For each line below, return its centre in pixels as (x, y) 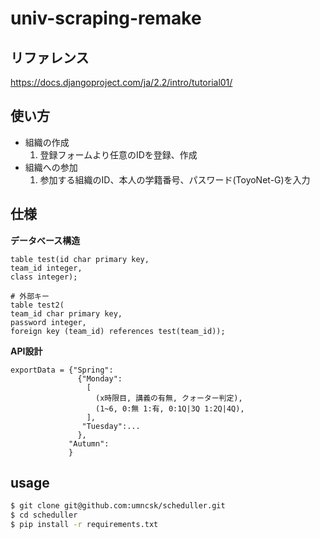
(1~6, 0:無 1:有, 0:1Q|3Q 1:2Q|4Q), (170, 408)
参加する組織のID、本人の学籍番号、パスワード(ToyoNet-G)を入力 (175, 179)
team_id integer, (46, 268)
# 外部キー (30, 296)
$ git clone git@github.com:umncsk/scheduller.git (118, 506)
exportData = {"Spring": (62, 370)
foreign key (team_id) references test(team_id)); (118, 331)
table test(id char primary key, (80, 259)
